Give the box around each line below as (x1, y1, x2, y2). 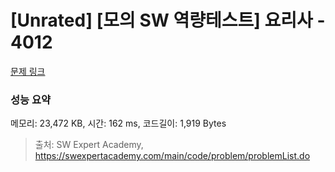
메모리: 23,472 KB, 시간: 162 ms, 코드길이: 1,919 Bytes (10, 117, 227, 130)
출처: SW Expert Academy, (34, 139, 144, 151)
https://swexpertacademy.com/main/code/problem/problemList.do (34, 150, 311, 162)
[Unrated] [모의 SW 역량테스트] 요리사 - (10, 9, 326, 32)
